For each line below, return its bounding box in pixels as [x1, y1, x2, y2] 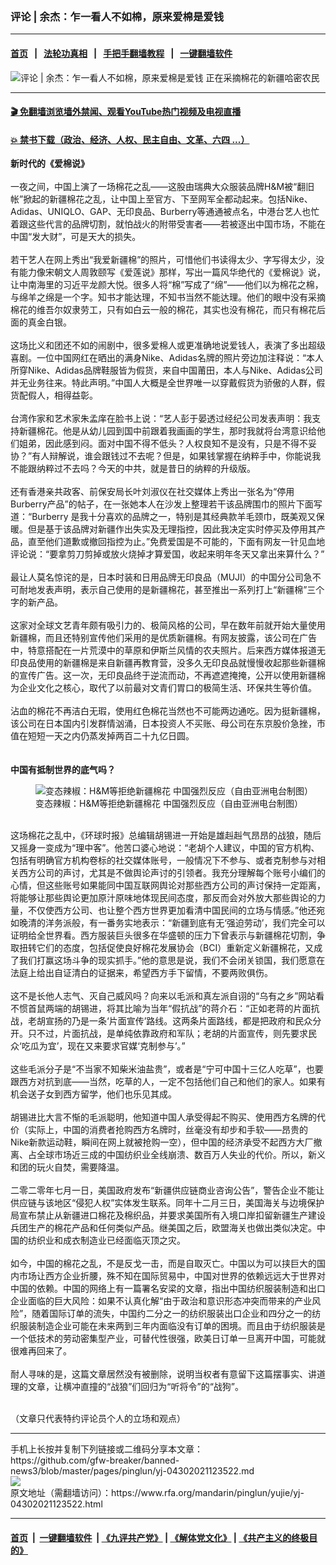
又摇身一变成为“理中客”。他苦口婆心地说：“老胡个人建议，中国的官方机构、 [10, 842, 320, 854]
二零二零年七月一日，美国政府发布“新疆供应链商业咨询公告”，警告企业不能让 [10, 1184, 325, 1197]
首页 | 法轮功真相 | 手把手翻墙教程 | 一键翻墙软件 [10, 47, 233, 59]
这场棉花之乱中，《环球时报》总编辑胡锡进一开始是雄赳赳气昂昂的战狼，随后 [10, 829, 322, 842]
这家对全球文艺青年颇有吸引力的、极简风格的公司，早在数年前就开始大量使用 [10, 619, 326, 632]
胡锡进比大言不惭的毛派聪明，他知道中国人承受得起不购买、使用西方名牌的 [10, 1111, 317, 1123]
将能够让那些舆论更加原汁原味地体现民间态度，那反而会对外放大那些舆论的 [10, 892, 317, 904]
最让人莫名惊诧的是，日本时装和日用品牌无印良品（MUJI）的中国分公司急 [10, 571, 313, 583]
